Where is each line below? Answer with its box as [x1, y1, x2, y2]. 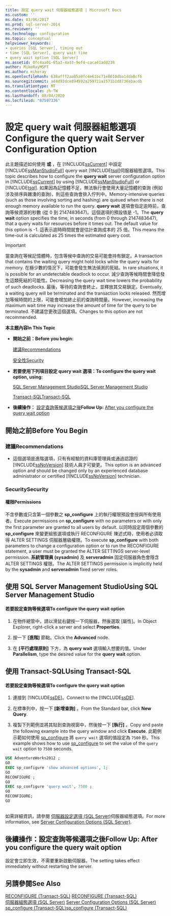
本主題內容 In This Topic [5, 325, 55, 331]
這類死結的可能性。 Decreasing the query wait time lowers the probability [9, 277, 162, 284]
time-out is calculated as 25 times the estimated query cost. [5, 232, 131, 238]
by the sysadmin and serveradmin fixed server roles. [5, 566, 118, 572]
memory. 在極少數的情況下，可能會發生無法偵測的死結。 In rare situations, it [5, 264, 163, 271]
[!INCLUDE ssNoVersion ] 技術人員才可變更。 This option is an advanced [12, 461, 161, 468]
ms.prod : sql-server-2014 [5, 21, 60, 27]
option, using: [12, 374, 43, 380]
